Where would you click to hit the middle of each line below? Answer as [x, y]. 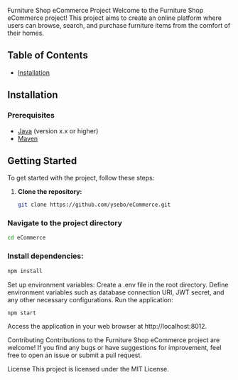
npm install [25, 271]
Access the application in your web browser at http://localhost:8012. [107, 327]
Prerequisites [31, 115]
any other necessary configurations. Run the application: [91, 299]
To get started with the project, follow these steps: [81, 178]
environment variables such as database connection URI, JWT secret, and [116, 292]
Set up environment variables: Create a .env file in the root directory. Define [118, 284]
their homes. [26, 33]
